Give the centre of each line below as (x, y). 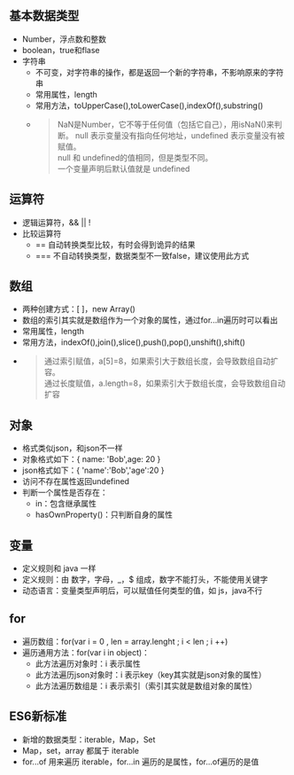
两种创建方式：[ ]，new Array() (78, 309)
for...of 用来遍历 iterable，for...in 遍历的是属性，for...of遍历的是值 (140, 762)
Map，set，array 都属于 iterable (81, 750)
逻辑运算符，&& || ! (56, 222)
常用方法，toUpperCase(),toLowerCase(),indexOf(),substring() (149, 106)
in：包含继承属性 (66, 504)
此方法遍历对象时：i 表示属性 (88, 663)
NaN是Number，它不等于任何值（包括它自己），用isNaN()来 (166, 124)
